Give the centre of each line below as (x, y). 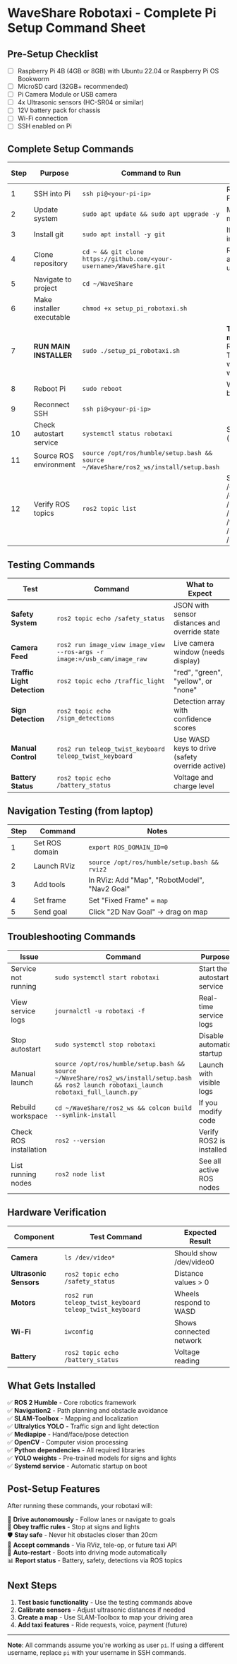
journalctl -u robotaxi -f (100, 1011)
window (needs (199, 652)
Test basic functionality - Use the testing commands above (105, 1602)
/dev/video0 (194, 1262)
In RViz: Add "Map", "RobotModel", (146, 880)
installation (29, 1150)
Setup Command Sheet (77, 28)
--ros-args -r (80, 652)
